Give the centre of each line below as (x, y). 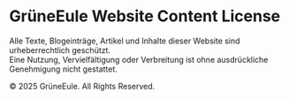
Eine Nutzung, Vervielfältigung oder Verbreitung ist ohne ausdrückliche (139, 59)
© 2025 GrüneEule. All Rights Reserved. (82, 86)
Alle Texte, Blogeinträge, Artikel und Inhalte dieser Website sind (125, 41)
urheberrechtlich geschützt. (60, 50)
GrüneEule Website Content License (145, 16)
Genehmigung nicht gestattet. (63, 69)
